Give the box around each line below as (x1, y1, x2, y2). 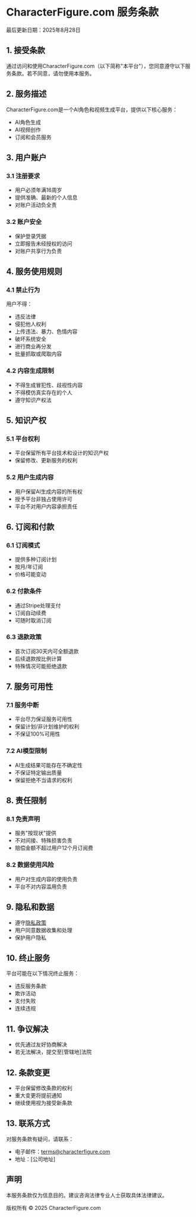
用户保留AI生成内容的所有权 (14, 488, 83, 495)
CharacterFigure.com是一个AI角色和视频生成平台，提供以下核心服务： (6, 105, 178, 113)
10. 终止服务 (6, 953, 50, 963)
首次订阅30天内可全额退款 (14, 648, 79, 655)
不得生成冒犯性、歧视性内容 (14, 381, 83, 388)
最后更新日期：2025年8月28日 (6, 26, 81, 33)
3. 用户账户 (6, 152, 47, 163)
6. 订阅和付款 (6, 522, 55, 532)
